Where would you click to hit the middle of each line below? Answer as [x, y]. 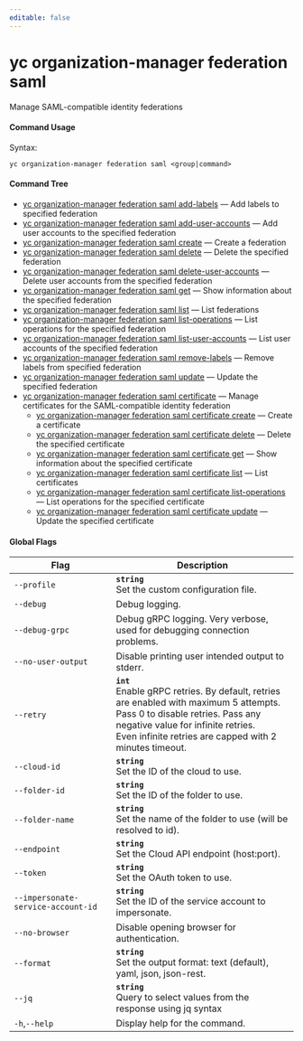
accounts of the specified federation [90, 348]
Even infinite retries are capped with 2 [196, 736]
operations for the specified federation [94, 328]
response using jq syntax [169, 1008]
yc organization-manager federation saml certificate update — [152, 511]
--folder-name [44, 820]
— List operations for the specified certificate [120, 502]
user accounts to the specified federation [99, 232]
